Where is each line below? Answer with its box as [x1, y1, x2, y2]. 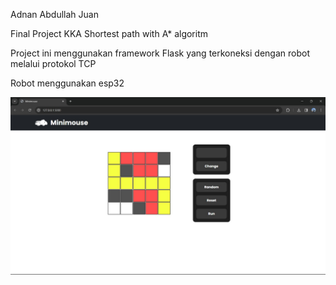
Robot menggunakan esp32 [10, 77, 125, 89]
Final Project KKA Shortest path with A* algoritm [10, 28, 209, 39]
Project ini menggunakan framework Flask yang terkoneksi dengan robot [10, 47, 310, 59]
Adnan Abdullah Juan [10, 9, 99, 20]
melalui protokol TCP [10, 58, 97, 69]
